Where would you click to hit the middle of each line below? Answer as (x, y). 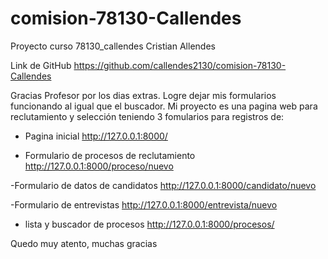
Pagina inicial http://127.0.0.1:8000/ (96, 136)
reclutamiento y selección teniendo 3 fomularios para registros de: (147, 116)
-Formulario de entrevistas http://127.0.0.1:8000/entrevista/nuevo (144, 204)
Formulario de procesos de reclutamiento (110, 155)
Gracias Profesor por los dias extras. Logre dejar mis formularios (143, 95)
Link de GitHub (41, 65)
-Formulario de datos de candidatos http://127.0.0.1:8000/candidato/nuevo (163, 185)
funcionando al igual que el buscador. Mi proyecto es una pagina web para (164, 106)
